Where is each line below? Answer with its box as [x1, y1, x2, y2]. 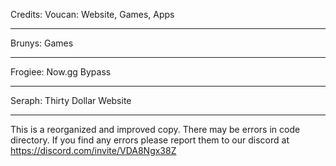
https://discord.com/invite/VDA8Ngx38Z [10, 145, 177, 156]
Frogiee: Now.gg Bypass [10, 66, 112, 78]
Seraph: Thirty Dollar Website [10, 95, 132, 106]
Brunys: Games [10, 37, 74, 49]
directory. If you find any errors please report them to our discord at [10, 134, 290, 146]
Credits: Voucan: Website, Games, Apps [10, 9, 175, 20]
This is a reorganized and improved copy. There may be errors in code [10, 124, 301, 135]
